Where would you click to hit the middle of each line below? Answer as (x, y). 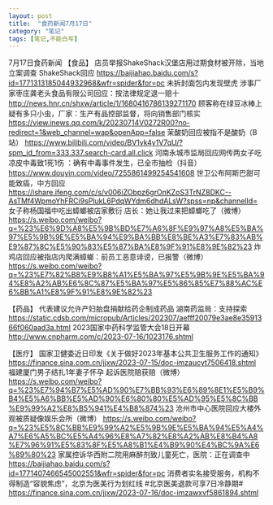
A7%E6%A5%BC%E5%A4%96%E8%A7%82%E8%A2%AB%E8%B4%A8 (133, 437)
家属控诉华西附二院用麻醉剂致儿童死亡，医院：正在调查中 (154, 455)
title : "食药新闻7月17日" (50, 24)
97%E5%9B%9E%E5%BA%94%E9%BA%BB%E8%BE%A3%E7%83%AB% (136, 237)
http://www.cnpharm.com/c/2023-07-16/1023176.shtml (101, 337)
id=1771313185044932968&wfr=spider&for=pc (87, 83)
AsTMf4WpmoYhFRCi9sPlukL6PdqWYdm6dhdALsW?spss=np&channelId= (133, 201)
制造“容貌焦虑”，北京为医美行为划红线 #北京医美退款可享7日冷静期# (129, 484)
